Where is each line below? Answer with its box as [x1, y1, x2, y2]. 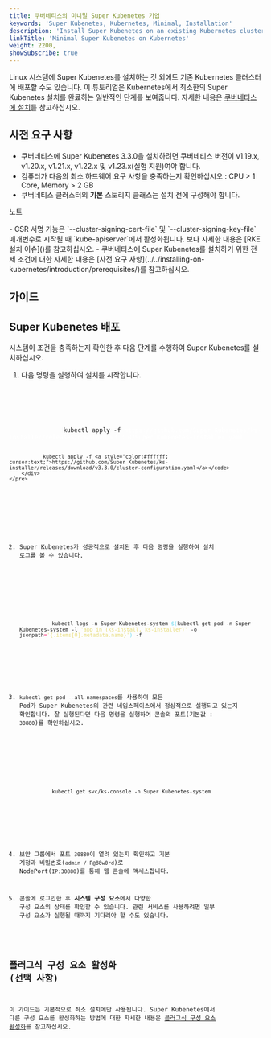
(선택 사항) [9, 973, 59, 984]
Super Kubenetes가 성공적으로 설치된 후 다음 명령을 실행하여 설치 [19, 542, 215, 551]
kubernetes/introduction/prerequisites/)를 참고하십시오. [9, 264, 190, 274]
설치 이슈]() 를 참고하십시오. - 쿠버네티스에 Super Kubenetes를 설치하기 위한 [9, 244, 249, 253]
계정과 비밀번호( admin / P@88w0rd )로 [19, 859, 124, 867]
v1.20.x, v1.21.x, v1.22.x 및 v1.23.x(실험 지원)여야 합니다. [20, 161, 201, 171]
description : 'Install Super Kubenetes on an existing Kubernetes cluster [9, 27, 265, 35]
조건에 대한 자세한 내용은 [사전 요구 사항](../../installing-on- [17, 254, 205, 264]
